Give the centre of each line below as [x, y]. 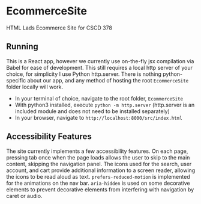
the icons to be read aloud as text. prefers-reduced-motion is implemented [98, 176]
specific [16, 80]
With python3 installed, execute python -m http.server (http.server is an [105, 105]
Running [22, 47]
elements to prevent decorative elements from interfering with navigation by [100, 189]
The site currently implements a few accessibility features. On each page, [97, 151]
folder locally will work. [35, 87]
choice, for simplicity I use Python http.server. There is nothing [84, 74]
